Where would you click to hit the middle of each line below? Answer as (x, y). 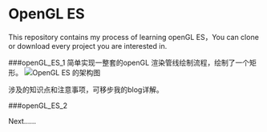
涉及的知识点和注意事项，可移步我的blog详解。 (86, 90)
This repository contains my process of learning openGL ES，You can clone (133, 37)
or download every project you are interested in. (88, 46)
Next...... (22, 121)
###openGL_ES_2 (38, 106)
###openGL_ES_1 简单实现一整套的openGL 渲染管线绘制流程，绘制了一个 (129, 62)
